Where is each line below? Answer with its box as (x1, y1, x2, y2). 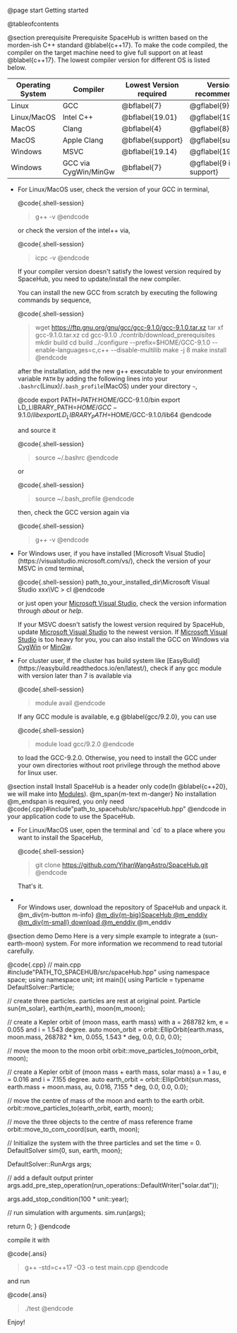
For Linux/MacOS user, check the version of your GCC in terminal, (17, 185, 210, 193)
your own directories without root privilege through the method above (17, 760, 221, 769)
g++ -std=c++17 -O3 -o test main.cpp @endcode (24, 1263, 169, 1272)
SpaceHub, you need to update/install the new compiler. (17, 275, 181, 283)
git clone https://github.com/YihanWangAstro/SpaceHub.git (35, 861, 208, 869)
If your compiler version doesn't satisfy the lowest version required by (17, 268, 221, 275)
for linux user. (17, 768, 58, 777)
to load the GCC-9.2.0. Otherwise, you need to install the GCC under (17, 753, 217, 762)
